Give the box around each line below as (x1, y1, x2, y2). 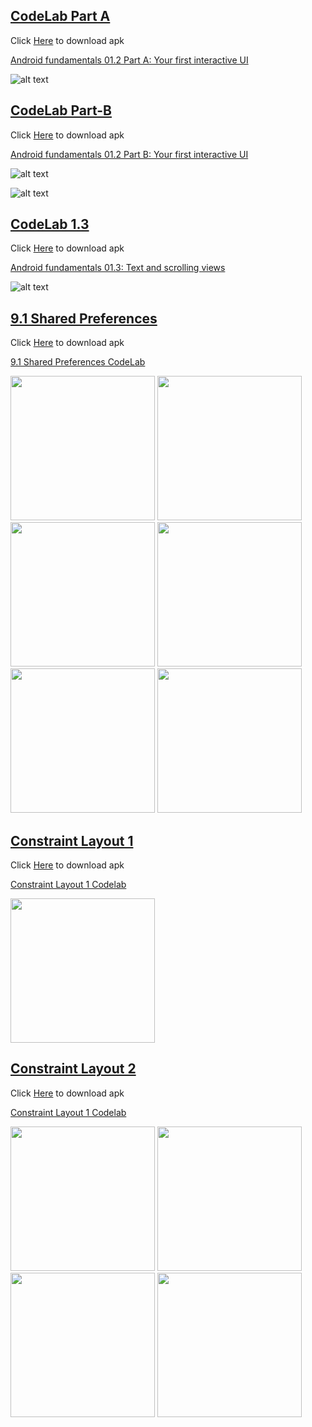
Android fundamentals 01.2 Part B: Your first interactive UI (10, 148, 249, 160)
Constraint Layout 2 (10, 1060, 137, 1078)
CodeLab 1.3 (10, 216, 90, 233)
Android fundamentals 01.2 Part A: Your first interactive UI (10, 54, 249, 66)
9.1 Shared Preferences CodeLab (10, 356, 146, 368)
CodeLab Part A (10, 8, 111, 25)
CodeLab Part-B (10, 102, 112, 119)
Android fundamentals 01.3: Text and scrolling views (10, 262, 226, 274)
